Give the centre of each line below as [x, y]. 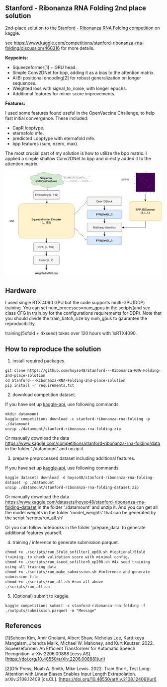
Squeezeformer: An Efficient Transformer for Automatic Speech [70, 648]
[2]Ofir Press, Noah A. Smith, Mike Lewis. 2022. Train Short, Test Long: [78, 668]
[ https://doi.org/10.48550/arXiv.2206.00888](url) [55, 659]
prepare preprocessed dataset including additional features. [74, 458]
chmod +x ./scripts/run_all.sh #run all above [54, 582]
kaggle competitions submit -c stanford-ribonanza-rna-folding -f [75, 606]
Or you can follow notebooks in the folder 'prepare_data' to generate [75, 528]
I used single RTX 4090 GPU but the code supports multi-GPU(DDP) [75, 303]
